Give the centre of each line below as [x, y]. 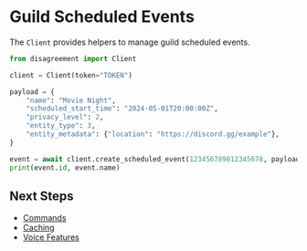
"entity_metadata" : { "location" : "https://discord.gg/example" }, [153, 134]
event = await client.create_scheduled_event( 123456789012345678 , [138, 159]
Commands [44, 218]
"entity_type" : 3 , [61, 126]
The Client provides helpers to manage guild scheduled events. [130, 42]
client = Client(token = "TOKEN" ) [71, 75]
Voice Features [51, 237]
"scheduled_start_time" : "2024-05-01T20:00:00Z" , [122, 109]
